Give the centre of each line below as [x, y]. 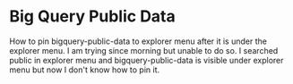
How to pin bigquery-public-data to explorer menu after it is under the [138, 41]
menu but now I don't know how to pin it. [84, 70]
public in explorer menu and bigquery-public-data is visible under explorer [146, 60]
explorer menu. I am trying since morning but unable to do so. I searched [144, 50]
